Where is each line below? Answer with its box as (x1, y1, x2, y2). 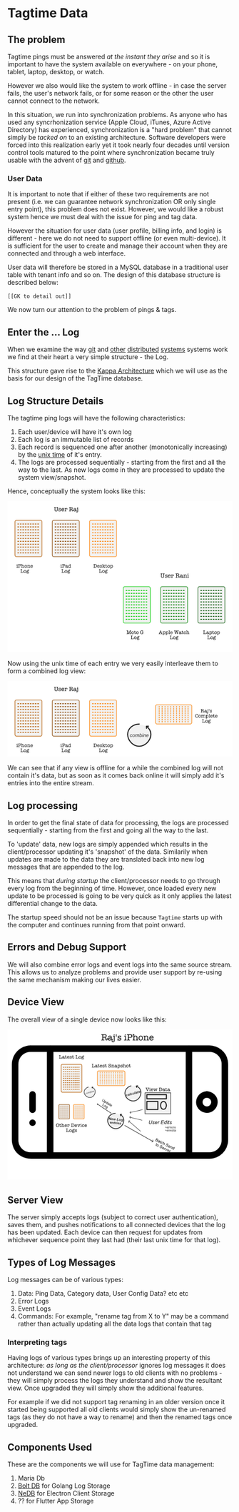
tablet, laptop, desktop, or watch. (7, 68, 105, 76)
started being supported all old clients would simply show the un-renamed (7, 1405, 226, 1414)
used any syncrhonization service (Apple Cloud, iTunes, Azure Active (7, 118, 211, 126)
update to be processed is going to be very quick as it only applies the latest (7, 892, 232, 900)
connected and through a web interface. (7, 249, 126, 258)
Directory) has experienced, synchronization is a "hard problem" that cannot (7, 126, 232, 133)
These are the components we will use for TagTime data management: (7, 1460, 215, 1468)
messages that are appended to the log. (7, 862, 125, 872)
